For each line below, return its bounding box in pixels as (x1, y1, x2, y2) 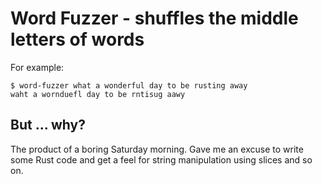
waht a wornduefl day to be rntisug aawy (10, 89, 186, 99)
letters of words (10, 28, 145, 51)
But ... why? (10, 117, 86, 134)
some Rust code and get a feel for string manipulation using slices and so (10, 153, 313, 166)
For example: (10, 61, 65, 73)
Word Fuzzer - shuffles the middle (10, 7, 299, 30)
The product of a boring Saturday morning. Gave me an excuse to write (10, 143, 304, 155)
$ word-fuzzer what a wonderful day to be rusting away (10, 80, 248, 91)
